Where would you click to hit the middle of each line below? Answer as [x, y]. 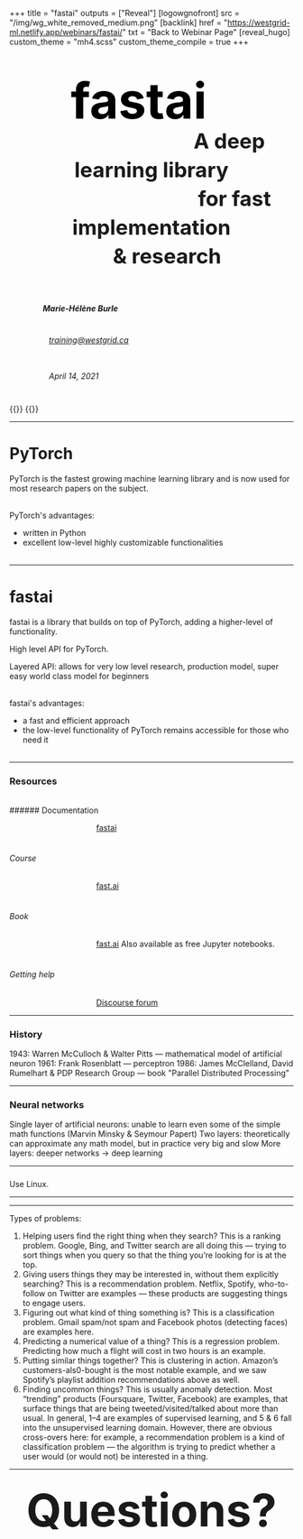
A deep [230, 141]
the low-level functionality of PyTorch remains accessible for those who [156, 730]
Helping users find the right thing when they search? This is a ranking [151, 1236]
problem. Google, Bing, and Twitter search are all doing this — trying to [154, 1246]
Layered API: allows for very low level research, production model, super [144, 666]
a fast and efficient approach [76, 720]
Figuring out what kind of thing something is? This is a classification [148, 1313]
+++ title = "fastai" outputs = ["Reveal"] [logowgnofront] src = [125, 13]
